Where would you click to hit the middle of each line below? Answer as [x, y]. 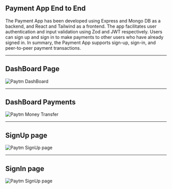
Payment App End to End [46, 8]
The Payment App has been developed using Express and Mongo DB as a [83, 20]
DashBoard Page [33, 69]
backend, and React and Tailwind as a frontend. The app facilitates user [81, 26]
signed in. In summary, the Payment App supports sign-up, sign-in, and [81, 43]
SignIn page [25, 169]
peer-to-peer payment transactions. [43, 48]
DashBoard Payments [40, 102]
